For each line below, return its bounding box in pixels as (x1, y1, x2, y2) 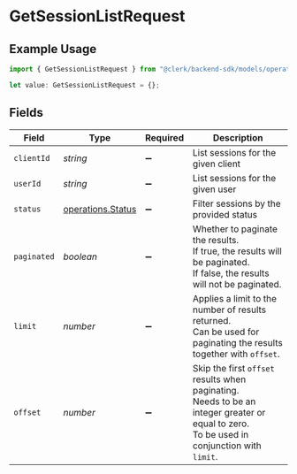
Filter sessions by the (192, 197, 281, 210)
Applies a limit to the (192, 292, 277, 304)
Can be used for (192, 325, 260, 338)
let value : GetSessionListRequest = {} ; (9, 80, 161, 89)
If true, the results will (192, 245, 283, 257)
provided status (192, 208, 258, 220)
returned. (192, 314, 232, 326)
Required (145, 131, 184, 143)
